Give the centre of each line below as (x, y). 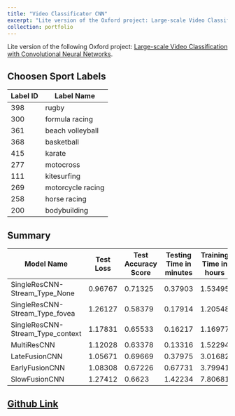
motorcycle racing (75, 188)
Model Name (46, 264)
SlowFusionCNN (38, 379)
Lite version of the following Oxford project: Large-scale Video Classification (117, 47)
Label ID (24, 96)
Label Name (75, 96)
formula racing (69, 119)
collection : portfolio (40, 27)
